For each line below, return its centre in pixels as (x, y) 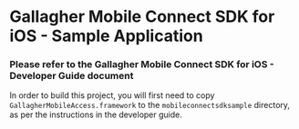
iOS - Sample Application (106, 36)
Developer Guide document (72, 76)
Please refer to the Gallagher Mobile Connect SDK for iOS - (142, 64)
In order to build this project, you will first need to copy (112, 95)
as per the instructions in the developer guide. (96, 114)
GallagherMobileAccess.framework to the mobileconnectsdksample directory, (149, 105)
